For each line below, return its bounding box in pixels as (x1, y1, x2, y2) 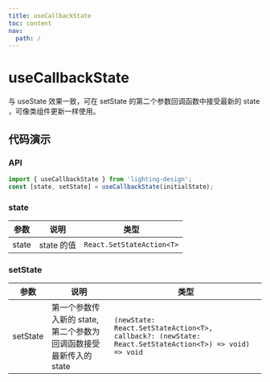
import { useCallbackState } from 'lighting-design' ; (8, 175, 193, 183)
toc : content (8, 19, 52, 27)
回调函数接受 (51, 339, 100, 350)
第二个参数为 (51, 327, 100, 338)
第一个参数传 (51, 302, 100, 314)
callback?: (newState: (113, 331, 201, 341)
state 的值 (39, 239, 76, 250)
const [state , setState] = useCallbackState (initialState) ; (8, 183, 215, 191)
